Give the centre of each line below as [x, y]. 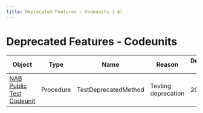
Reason [167, 64]
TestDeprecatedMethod [111, 90]
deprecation [167, 93]
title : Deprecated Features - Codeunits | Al [64, 12]
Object [22, 64]
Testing [161, 86]
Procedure [56, 90]
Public [18, 86]
